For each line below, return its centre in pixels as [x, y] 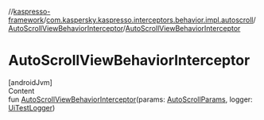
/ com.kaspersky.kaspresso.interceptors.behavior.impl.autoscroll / [149, 20]
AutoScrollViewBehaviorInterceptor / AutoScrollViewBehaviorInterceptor [124, 28]
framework [26, 20]
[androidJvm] [31, 82]
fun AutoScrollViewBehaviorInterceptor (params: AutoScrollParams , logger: [130, 99]
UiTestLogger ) [32, 107]
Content [21, 91]
